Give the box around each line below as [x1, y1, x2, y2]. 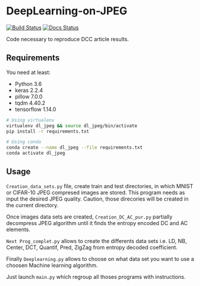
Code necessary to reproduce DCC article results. [6, 35, 130, 42]
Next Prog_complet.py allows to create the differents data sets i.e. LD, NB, [6, 237, 187, 244]
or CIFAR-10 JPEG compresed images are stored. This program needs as [6, 189, 185, 196]
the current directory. [6, 201, 59, 208]
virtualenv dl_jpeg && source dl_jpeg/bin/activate [6, 122, 137, 129]
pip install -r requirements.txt [6, 128, 90, 134]
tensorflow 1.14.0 [14, 106, 57, 113]
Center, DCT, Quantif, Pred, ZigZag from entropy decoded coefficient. [6, 244, 178, 251]
